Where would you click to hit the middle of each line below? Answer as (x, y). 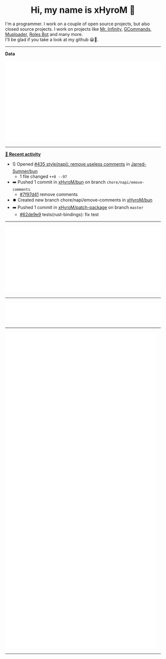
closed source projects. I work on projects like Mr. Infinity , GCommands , (79, 29)
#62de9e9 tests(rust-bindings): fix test (59, 215)
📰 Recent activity (23, 154)
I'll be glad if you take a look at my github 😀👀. (52, 40)
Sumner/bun (25, 171)
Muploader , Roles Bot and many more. (44, 34)
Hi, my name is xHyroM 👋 (83, 10)
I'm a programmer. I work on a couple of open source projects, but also (78, 24)
